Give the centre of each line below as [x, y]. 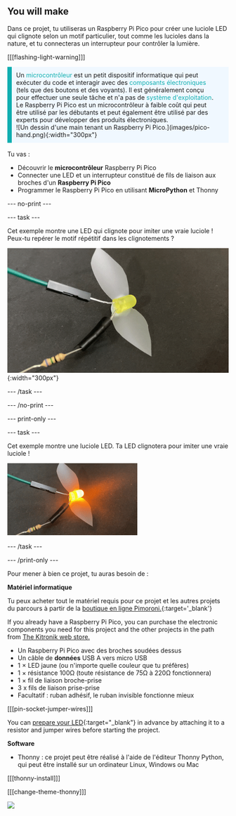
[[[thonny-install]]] [34, 778]
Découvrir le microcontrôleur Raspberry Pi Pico [87, 167]
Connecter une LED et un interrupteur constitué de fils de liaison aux [117, 175]
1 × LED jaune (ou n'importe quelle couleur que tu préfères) [103, 665]
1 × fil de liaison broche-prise [60, 680]
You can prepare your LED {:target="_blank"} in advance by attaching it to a [116, 722]
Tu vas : [19, 154]
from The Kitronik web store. [48, 637]
